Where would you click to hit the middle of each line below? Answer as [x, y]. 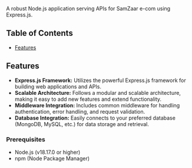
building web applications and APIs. [58, 86]
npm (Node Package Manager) [52, 158]
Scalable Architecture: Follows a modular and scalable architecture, [98, 93]
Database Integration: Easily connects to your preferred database [95, 118]
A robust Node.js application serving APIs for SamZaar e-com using [88, 9]
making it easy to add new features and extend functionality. [88, 99]
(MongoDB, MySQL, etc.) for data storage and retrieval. [82, 124]
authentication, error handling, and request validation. [80, 111]
